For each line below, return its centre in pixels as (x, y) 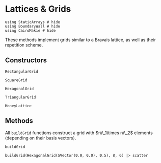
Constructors (26, 60)
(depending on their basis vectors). (40, 138)
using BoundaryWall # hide (33, 26)
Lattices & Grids (38, 9)
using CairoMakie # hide (30, 30)
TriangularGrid (21, 97)
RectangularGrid (22, 71)
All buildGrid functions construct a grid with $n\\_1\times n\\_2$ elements (79, 133)
